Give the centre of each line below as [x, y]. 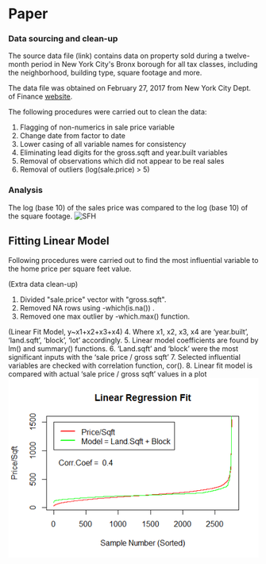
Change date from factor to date [72, 136]
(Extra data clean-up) [43, 284]
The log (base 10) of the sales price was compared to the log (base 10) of [128, 207]
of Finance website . [40, 97]
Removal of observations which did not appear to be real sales [122, 161]
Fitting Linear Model [59, 241]
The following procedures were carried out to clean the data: [108, 112]
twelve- [237, 56]
